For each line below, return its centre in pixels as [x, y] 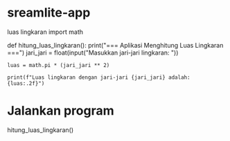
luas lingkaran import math [45, 32]
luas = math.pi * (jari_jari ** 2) [59, 65]
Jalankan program [61, 111]
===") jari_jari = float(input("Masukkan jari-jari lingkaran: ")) [93, 53]
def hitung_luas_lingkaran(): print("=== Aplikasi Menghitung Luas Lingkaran [115, 45]
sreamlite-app [49, 13]
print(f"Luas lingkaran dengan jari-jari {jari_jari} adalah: [99, 77]
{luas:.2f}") [26, 83]
